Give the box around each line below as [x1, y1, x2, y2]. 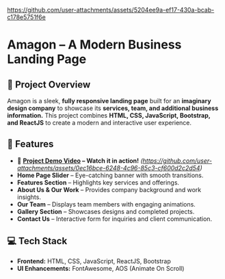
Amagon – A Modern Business [7, 37, 182, 53]
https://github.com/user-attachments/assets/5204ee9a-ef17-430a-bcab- [7, 6, 215, 14]
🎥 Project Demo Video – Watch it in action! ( [16, 157, 144, 165]
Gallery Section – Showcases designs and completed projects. [16, 207, 195, 215]
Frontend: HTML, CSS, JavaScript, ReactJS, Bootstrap [16, 256, 171, 265]
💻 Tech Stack [7, 235, 68, 247]
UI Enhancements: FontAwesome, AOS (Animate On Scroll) [16, 264, 185, 272]
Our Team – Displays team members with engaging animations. [16, 200, 196, 208]
